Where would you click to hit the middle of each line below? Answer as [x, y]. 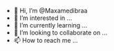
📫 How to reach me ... [46, 40]
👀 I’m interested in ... [43, 18]
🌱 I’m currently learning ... [50, 25]
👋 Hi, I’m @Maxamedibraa [50, 11]
